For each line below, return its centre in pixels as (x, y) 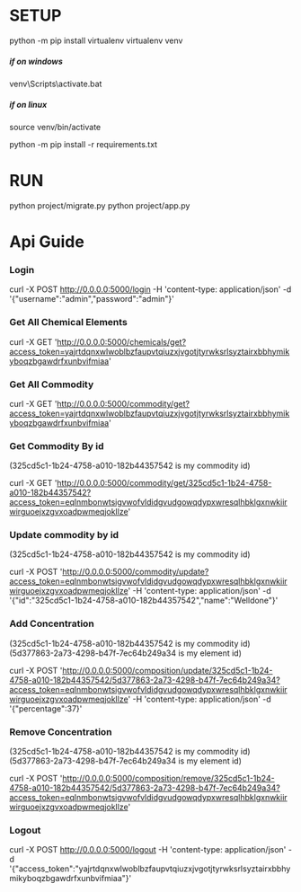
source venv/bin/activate (55, 127)
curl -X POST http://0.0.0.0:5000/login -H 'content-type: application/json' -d (150, 289)
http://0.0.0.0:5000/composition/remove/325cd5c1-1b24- (169, 779)
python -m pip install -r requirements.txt (84, 144)
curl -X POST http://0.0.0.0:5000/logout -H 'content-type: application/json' (148, 850)
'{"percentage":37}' (46, 708)
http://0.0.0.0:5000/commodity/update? (136, 572)
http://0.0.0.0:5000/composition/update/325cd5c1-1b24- (168, 670)
